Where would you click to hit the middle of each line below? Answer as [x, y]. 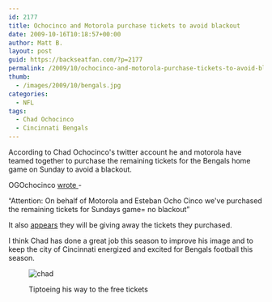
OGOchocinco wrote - [45, 185]
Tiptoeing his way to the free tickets [88, 289]
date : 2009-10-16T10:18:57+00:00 [65, 34]
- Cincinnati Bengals [52, 128]
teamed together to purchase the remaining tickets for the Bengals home [130, 161]
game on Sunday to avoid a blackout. [70, 169]
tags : [17, 111]
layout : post [30, 51]
